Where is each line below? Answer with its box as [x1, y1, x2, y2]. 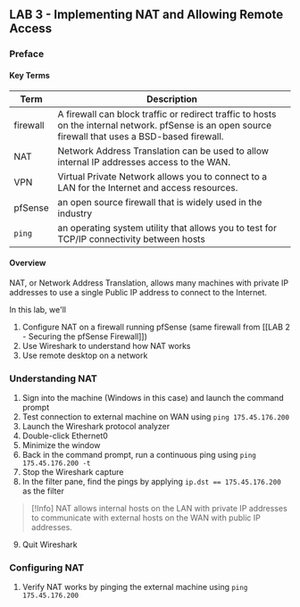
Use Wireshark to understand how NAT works [21, 340, 191, 351]
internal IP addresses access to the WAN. [57, 155, 230, 168]
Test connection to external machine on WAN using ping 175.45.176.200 [21, 412, 290, 422]
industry [57, 207, 93, 220]
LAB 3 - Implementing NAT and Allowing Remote [9, 7, 284, 22]
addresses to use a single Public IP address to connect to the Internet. [9, 287, 268, 297]
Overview [9, 258, 46, 269]
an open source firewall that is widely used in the [57, 195, 262, 208]
